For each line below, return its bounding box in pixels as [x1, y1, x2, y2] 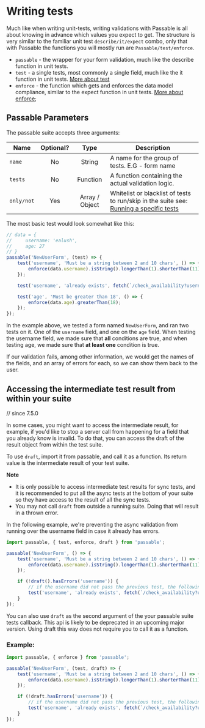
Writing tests [6, 4, 73, 18]
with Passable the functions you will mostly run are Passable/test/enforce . [6, 44, 195, 51]
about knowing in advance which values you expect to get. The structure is [6, 31, 195, 38]
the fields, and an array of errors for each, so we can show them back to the [6, 360, 198, 367]
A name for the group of [109, 154, 179, 162]
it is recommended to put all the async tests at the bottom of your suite [15, 489, 193, 497]
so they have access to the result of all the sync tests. [15, 496, 151, 503]
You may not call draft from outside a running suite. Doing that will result [15, 502, 199, 510]
